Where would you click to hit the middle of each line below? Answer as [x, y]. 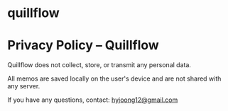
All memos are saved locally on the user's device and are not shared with [114, 78]
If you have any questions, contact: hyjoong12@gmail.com [93, 100]
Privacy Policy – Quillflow [83, 46]
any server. [24, 86]
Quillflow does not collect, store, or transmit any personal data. [99, 65]
